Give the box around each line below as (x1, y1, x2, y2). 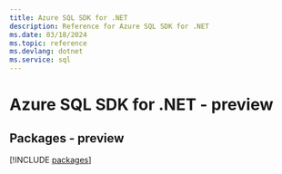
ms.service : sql (9, 55, 71, 64)
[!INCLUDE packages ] (9, 155, 92, 165)
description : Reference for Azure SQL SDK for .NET (9, 22, 209, 31)
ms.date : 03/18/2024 (9, 30, 88, 39)
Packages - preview (9, 130, 125, 146)
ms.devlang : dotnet (9, 47, 84, 56)
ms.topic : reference (9, 38, 88, 48)
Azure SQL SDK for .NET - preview (9, 94, 274, 115)
